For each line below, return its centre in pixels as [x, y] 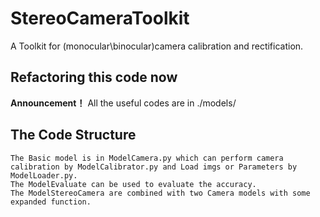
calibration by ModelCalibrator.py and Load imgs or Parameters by [154, 167]
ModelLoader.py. [44, 175]
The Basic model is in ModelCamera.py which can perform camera [147, 158]
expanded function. [51, 202]
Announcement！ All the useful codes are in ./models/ [123, 103]
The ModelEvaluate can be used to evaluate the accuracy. [133, 184]
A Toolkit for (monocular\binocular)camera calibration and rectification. [157, 46]
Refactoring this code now [94, 77]
